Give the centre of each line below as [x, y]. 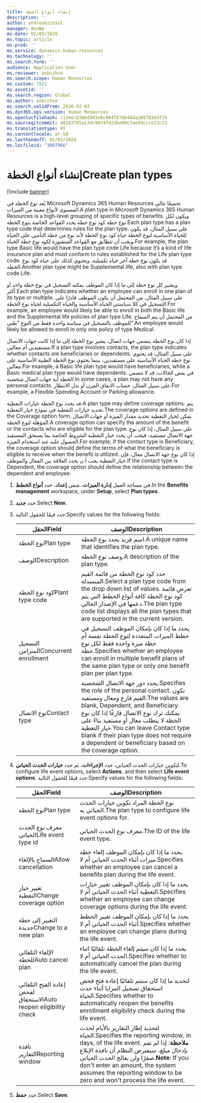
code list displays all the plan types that [136, 611]
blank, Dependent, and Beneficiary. [130, 705]
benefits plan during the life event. [127, 874]
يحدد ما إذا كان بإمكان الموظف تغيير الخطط [134, 916]
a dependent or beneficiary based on [133, 743]
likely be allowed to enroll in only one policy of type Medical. [81, 329]
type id [28, 842]
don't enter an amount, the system [128, 1065]
